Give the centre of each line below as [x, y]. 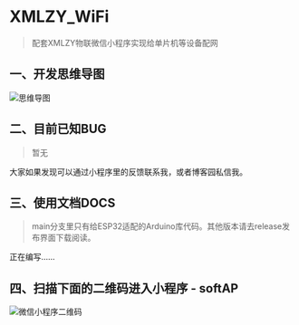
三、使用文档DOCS [63, 202]
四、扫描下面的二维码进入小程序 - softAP [124, 288]
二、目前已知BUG [58, 129]
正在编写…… [33, 257]
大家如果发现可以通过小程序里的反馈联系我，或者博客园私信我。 [128, 172]
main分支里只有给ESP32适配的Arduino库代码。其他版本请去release [157, 226]
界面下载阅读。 [68, 238]
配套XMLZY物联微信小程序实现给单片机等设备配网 [125, 43]
